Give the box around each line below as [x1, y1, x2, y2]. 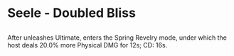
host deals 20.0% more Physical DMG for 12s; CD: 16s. [7, 40, 168, 49]
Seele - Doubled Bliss [7, 5, 137, 21]
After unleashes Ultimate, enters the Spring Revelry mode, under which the [7, 33, 228, 42]
